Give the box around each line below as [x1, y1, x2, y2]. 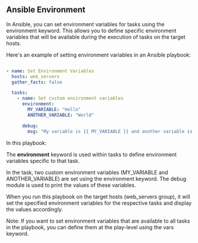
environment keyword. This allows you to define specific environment [6, 27, 177, 34]
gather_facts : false [11, 79, 62, 85]
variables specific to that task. [6, 157, 80, 164]
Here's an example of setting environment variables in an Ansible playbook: [6, 51, 191, 59]
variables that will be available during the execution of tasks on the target [6, 33, 186, 41]
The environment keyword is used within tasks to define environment [6, 150, 177, 158]
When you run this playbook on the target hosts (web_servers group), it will [6, 193, 190, 200]
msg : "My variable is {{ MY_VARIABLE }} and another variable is [27, 128, 193, 134]
